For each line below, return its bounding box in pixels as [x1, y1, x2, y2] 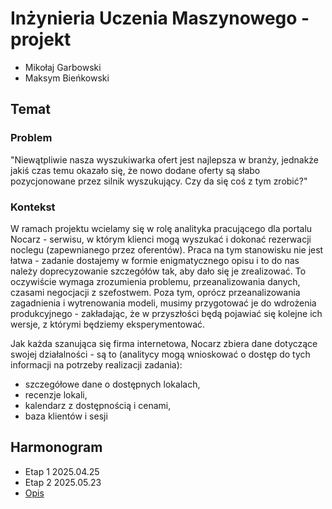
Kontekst [10, 200, 56, 214]
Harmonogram [10, 439, 103, 456]
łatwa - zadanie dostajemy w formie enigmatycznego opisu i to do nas [10, 254, 300, 266]
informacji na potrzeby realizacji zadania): [10, 358, 183, 371]
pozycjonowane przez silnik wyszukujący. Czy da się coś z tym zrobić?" [10, 175, 308, 187]
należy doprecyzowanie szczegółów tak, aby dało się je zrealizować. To [10, 265, 307, 277]
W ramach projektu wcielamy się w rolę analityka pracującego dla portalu [10, 222, 313, 234]
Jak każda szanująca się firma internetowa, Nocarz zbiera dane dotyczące [10, 337, 318, 349]
